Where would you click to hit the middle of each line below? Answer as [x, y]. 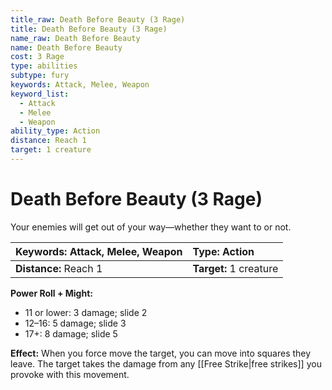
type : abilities [44, 66]
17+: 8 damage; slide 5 [71, 333]
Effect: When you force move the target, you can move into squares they [161, 353]
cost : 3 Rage [37, 57]
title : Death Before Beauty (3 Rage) [89, 29]
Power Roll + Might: [51, 293]
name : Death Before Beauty [66, 47]
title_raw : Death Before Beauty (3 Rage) [98, 19]
